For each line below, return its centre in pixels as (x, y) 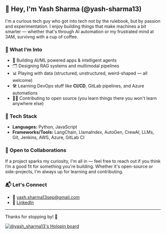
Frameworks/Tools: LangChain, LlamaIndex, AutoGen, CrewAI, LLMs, (83, 132)
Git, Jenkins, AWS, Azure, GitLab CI (48, 137)
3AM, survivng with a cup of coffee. (41, 37)
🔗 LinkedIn (23, 202)
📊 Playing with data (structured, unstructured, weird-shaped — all (80, 73)
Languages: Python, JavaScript (45, 127)
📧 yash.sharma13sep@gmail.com (46, 197)
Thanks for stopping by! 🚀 (31, 217)
